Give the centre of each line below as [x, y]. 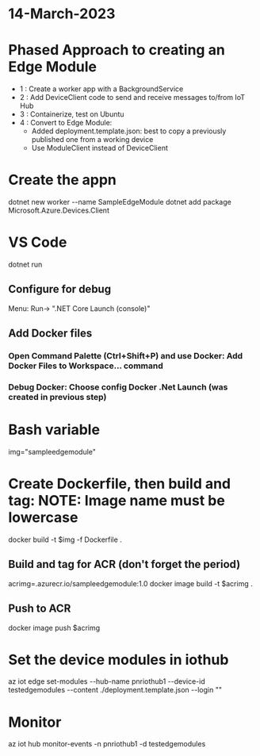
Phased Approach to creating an [117, 50]
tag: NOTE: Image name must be [117, 501]
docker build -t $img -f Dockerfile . [65, 539]
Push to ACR [40, 609]
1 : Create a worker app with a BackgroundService [101, 89]
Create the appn [62, 180]
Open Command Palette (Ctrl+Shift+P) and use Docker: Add [126, 356]
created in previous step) [57, 397]
